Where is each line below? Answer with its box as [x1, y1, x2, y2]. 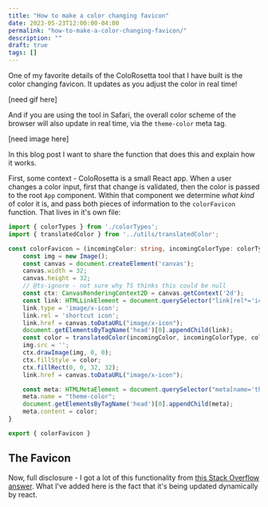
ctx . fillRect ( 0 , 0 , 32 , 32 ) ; [22, 363, 120, 371]
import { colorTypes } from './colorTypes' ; [8, 223, 159, 231]
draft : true [8, 42, 48, 50]
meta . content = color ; [22, 408, 98, 416]
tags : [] [8, 49, 37, 57]
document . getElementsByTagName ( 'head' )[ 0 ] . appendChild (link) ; [22, 327, 234, 335]
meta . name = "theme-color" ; [22, 393, 116, 401]
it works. [8, 158, 37, 168]
